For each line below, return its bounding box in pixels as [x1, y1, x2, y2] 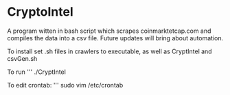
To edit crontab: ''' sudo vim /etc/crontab [7, 81, 124, 89]
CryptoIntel [7, 4, 73, 20]
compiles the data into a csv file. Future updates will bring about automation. [7, 33, 224, 42]
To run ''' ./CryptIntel [7, 68, 67, 76]
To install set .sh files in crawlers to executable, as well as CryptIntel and [7, 47, 212, 55]
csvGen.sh [7, 54, 38, 62]
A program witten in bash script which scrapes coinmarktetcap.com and [7, 27, 211, 35]
